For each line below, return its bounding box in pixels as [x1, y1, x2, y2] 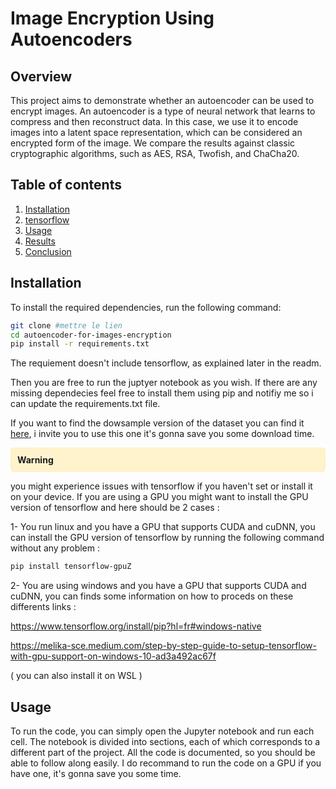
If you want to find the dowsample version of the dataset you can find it [10, 417, 305, 429]
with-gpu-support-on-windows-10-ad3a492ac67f [10, 650, 217, 662]
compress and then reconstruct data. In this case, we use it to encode [10, 116, 299, 127]
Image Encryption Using [10, 7, 215, 30]
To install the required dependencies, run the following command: [10, 301, 282, 313]
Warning [17, 454, 54, 466]
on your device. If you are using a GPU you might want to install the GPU [10, 491, 309, 503]
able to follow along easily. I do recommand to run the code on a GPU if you [10, 757, 322, 769]
